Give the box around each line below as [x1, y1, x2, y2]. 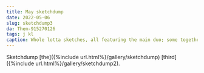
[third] [161, 54, 177, 60]
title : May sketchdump [6, 8, 64, 15]
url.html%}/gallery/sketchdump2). [35, 60, 120, 67]
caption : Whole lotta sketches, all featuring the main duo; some [6, 37, 178, 43]
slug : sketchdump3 [6, 20, 53, 26]
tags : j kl [6, 31, 34, 37]
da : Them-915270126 [6, 25, 56, 32]
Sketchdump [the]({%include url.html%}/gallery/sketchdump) [6, 54, 160, 60]
